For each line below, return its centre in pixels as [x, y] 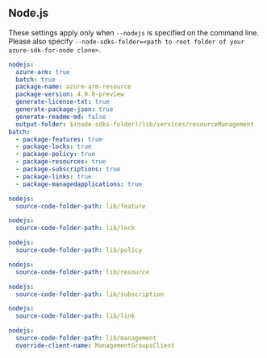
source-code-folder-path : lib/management [86, 338]
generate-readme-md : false [61, 117]
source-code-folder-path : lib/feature [81, 206]
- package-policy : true [55, 154]
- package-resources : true [61, 162]
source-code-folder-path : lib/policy [79, 250]
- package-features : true [59, 139]
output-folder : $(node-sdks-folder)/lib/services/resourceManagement [135, 124]
